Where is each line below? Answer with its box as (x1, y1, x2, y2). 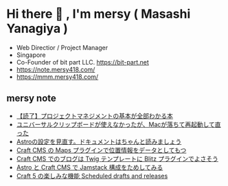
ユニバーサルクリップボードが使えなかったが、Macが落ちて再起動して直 (16, 120, 221, 128)
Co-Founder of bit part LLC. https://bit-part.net (16, 58, 149, 66)
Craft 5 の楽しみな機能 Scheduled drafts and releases (16, 172, 168, 180)
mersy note (6, 93, 56, 104)
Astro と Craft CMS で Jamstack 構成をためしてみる (16, 163, 163, 171)
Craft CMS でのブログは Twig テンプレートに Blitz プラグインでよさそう (16, 154, 219, 163)
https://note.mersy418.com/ (16, 65, 95, 73)
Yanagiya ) (6, 21, 68, 36)
